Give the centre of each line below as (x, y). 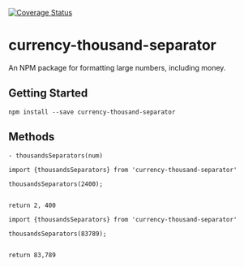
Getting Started (48, 93)
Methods (32, 137)
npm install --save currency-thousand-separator (92, 112)
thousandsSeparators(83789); (58, 234)
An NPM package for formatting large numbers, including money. (117, 67)
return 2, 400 (32, 205)
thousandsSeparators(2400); (56, 184)
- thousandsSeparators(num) (56, 155)
